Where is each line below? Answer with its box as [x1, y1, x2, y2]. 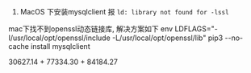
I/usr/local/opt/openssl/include [8, 33, 111, 43]
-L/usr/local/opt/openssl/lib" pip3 [111, 33, 224, 43]
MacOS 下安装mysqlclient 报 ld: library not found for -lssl [19, 7, 229, 16]
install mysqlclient [31, 42, 90, 51]
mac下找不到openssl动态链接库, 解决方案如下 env [8, 24, 174, 34]
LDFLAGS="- [174, 24, 218, 34]
